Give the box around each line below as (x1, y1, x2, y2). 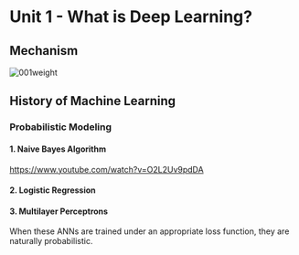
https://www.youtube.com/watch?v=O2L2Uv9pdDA (9, 164, 204, 175)
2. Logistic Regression (9, 185, 96, 196)
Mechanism (9, 43, 79, 58)
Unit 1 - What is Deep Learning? (9, 6, 253, 27)
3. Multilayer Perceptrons (9, 206, 108, 217)
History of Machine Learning (9, 93, 176, 109)
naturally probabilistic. (9, 236, 93, 247)
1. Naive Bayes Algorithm (9, 143, 107, 154)
